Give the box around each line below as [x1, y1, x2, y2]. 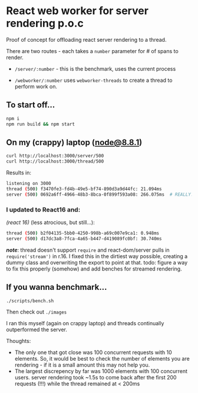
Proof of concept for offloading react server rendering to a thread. [6, 36, 167, 43]
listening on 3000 [6, 181, 51, 187]
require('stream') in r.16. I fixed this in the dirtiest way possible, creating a [6, 252, 188, 260]
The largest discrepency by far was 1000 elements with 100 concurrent [14, 368, 187, 375]
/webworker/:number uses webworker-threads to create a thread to [14, 77, 173, 84]
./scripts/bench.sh [6, 298, 54, 304]
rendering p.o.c [6, 16, 84, 30]
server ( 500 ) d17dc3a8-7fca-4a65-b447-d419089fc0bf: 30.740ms [6, 236, 162, 242]
